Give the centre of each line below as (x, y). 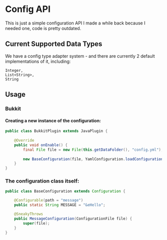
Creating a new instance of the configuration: (53, 120)
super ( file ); (37, 223)
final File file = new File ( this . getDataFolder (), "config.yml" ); (93, 150)
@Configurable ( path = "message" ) (49, 201)
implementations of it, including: (38, 61)
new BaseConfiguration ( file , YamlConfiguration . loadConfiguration (93, 159)
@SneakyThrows (29, 214)
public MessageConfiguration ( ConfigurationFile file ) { (73, 219)
